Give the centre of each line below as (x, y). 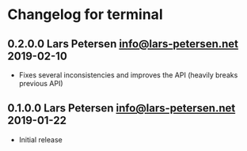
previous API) (41, 83)
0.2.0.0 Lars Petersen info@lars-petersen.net (123, 44)
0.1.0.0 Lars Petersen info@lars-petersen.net (122, 108)
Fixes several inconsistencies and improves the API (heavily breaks (128, 75)
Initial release (40, 139)
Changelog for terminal (85, 15)
